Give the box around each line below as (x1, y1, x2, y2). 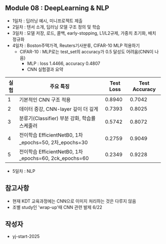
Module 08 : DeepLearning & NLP (5, 4, 110, 12)
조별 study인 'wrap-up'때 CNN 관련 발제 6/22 (12, 204, 102, 210)
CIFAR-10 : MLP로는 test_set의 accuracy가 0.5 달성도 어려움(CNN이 (19, 49, 154, 54)
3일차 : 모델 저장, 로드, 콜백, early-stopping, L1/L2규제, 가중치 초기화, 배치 (12, 30, 157, 36)
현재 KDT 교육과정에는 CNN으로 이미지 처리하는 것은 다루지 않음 (12, 198, 136, 204)
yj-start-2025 (12, 234, 40, 240)
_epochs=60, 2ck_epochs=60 (19, 154, 89, 161)
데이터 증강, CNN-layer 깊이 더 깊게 (19, 105, 99, 112)
